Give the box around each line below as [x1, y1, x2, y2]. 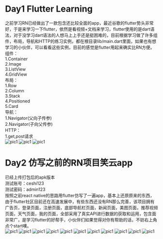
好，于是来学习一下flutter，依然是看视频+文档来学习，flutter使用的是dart [5, 26, 150, 32]
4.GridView [5, 71, 28, 77]
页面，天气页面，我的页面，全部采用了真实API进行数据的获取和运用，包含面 [5, 210, 157, 217]
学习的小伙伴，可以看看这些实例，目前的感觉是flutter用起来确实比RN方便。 [5, 44, 155, 50]
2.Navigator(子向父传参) [5, 121, 53, 127]
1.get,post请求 [5, 133, 33, 139]
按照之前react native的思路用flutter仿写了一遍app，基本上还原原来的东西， [5, 192, 154, 198]
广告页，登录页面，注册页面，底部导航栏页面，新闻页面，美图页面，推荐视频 [5, 205, 158, 210]
